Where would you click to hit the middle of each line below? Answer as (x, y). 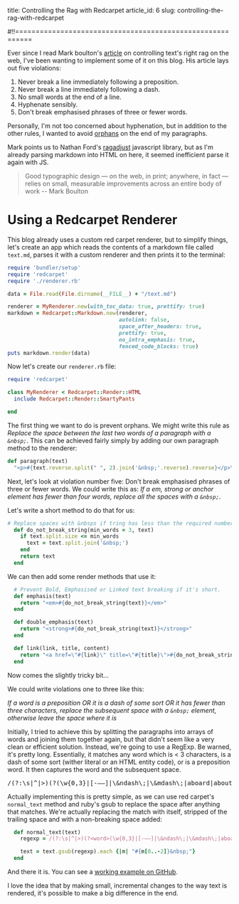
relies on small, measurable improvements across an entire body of (123, 184)
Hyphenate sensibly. (48, 105)
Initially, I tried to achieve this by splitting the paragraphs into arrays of (110, 731)
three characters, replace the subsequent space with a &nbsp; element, (112, 710)
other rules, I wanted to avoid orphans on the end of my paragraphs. (107, 133)
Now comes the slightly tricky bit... (58, 675)
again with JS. (28, 162)
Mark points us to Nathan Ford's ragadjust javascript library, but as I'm (110, 147)
